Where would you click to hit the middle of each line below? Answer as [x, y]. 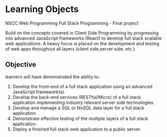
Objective [21, 64]
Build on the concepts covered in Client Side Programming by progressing [82, 33]
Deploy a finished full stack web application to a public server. [77, 129]
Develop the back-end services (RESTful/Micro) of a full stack [77, 97]
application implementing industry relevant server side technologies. [83, 102]
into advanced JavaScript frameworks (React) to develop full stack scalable [83, 38]
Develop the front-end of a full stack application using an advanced [82, 86]
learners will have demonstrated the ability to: [53, 77]
